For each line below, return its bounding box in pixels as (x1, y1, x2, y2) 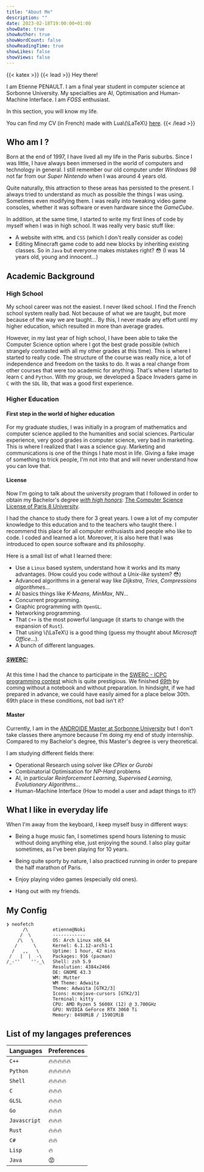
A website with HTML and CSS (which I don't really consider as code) (15, 234, 183, 241)
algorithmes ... (15, 583, 51, 591)
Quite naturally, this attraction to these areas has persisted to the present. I (6, 184, 194, 192)
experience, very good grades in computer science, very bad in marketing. (6, 436, 194, 444)
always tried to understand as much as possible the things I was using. (6, 191, 184, 198)
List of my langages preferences (6, 1028, 132, 1039)
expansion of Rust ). (15, 622, 64, 630)
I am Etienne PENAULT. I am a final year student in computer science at (6, 83, 185, 90)
